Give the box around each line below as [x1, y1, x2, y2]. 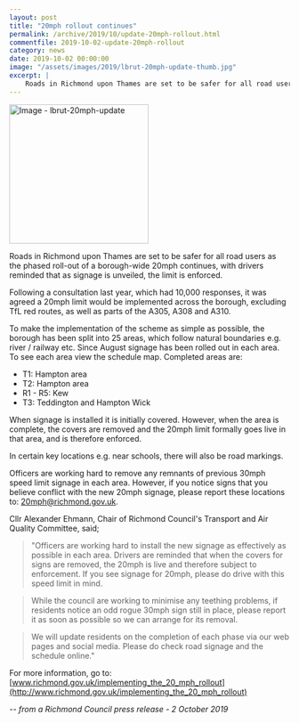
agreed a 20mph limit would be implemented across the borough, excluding [9, 296, 287, 307]
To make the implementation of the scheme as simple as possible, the [9, 322, 265, 334]
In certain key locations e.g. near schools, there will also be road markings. [9, 451, 284, 461]
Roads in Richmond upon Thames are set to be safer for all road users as [9, 250, 277, 261]
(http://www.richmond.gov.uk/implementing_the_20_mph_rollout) [9, 686, 247, 697]
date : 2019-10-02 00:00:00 [9, 54, 109, 63]
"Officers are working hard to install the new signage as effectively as [30, 540, 287, 550]
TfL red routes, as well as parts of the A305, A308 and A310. [9, 305, 231, 316]
